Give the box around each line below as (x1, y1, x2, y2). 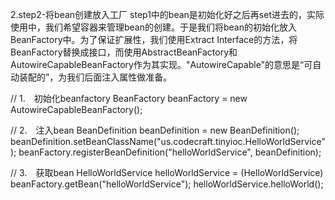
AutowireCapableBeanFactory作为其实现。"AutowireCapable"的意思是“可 (10, 59, 313, 70)
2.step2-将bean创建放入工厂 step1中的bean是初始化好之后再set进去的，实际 (10, 9, 325, 20)
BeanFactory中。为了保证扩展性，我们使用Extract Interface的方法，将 (10, 34, 298, 45)
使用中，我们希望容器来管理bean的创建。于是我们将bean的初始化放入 (10, 21, 298, 33)
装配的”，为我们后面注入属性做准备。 (18, 71, 173, 83)
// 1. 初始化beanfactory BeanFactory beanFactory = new (10, 93, 248, 104)
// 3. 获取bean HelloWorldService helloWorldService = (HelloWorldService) (10, 167, 324, 178)
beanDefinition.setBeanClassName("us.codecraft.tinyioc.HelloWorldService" (10, 136, 326, 147)
